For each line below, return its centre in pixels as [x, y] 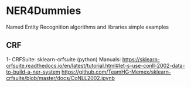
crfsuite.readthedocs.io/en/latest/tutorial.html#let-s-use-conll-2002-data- [96, 65]
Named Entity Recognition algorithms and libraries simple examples [87, 27]
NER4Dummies [44, 11]
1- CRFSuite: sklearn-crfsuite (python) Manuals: [64, 59]
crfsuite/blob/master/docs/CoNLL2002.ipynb [61, 78]
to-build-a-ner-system [33, 72]
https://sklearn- [141, 59]
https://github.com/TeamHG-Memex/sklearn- [116, 72]
